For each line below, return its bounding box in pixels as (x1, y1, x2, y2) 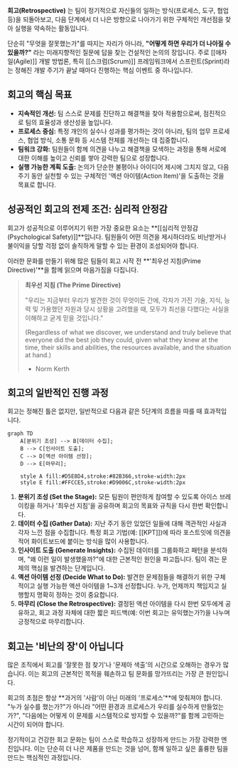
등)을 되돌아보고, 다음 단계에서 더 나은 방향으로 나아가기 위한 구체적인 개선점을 (7, 15, 224, 24)
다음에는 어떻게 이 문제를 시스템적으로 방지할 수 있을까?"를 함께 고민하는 (24, 712, 225, 720)
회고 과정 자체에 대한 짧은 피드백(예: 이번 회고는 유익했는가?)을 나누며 (38, 608, 230, 617)
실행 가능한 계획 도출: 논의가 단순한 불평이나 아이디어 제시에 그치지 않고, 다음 (17, 163, 229, 171)
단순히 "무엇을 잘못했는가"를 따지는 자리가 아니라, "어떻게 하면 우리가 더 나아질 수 (7, 39, 231, 48)
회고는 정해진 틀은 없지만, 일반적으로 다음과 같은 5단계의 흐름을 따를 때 (7, 407, 202, 416)
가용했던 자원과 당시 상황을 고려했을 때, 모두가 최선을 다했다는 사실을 (40, 304, 229, 313)
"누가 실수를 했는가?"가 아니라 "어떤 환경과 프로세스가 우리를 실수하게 (7, 702, 200, 711)
